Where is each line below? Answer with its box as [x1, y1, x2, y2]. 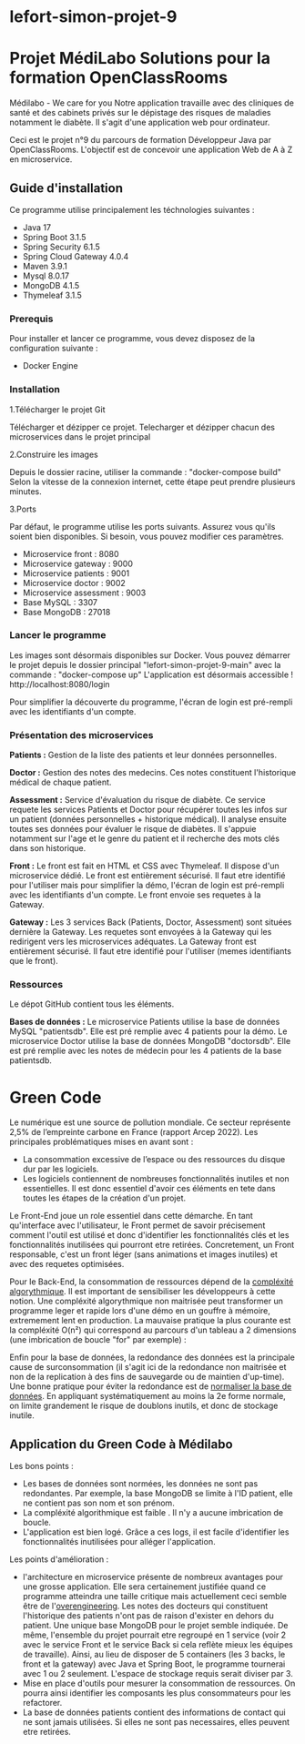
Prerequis [9, 312, 54, 325]
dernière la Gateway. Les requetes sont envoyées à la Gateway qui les [9, 927, 272, 938]
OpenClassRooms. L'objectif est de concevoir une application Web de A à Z [9, 144, 293, 156]
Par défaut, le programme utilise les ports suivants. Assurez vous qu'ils [9, 521, 276, 532]
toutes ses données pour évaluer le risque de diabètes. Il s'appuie [9, 824, 257, 835]
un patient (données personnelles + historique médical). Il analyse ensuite [9, 814, 287, 825]
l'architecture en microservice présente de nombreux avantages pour [22, 1572, 284, 1583]
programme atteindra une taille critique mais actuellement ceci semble [22, 1591, 287, 1602]
